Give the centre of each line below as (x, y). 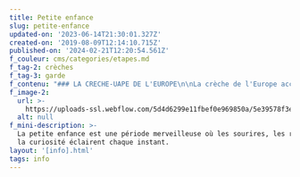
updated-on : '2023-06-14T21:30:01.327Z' (86, 34)
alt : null (35, 117)
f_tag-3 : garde (37, 76)
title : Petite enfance (51, 17)
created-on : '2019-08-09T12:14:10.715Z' (86, 42)
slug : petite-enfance (50, 26)
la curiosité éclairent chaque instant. (93, 142)
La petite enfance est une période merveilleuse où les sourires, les (151, 134)
